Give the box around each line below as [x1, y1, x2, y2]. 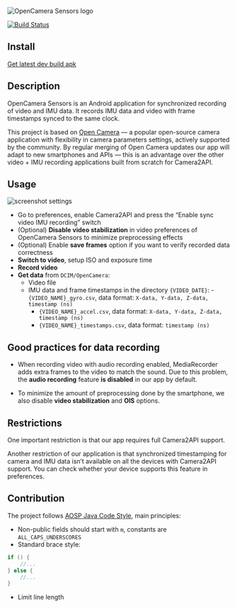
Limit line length [17, 593, 64, 602]
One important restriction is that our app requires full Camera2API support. [7, 436, 225, 444]
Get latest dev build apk [7, 59, 76, 68]
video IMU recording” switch [17, 218, 101, 226]
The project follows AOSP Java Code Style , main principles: [7, 511, 182, 520]
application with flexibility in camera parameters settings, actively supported [7, 135, 230, 144]
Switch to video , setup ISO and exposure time [17, 256, 153, 265]
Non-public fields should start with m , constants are [17, 524, 168, 534]
